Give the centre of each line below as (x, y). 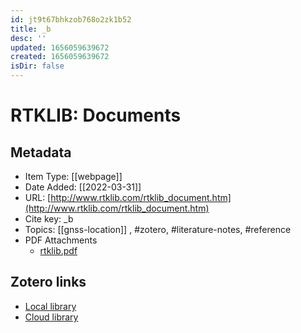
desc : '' (28, 38)
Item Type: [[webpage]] (73, 176)
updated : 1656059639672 (60, 47)
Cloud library (51, 317)
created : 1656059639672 (60, 57)
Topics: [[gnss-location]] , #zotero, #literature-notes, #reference (158, 229)
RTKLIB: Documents (96, 115)
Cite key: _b (49, 219)
